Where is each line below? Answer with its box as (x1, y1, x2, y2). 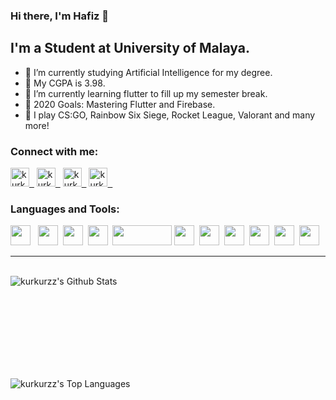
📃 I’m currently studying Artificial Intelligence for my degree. (24, 66, 273, 78)
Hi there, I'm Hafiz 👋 (10, 9, 110, 23)
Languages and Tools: (10, 202, 120, 216)
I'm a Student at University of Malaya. (10, 40, 250, 57)
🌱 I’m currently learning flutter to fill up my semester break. (24, 87, 268, 99)
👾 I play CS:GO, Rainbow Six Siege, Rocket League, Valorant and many (24, 109, 316, 121)
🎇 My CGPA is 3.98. (24, 77, 106, 89)
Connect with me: (10, 144, 99, 158)
